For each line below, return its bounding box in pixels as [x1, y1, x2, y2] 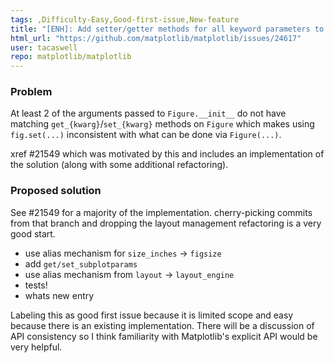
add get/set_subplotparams [24, 257, 138, 270]
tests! [24, 279, 48, 291]
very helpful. [10, 341, 63, 353]
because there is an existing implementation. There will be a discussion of [10, 319, 315, 331]
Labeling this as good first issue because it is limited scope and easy [10, 309, 294, 321]
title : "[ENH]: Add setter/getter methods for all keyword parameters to [10, 24, 325, 34]
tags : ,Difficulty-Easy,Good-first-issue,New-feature [10, 14, 240, 25]
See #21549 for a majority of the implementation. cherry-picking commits [10, 206, 313, 218]
